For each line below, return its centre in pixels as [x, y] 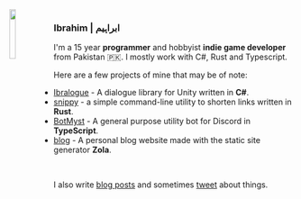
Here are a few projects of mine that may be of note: [150, 75]
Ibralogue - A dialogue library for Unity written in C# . [151, 93]
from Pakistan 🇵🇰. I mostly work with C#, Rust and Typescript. [171, 57]
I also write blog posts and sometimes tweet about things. [161, 185]
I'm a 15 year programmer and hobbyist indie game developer [170, 48]
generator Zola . [82, 150]
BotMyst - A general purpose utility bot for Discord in [152, 122]
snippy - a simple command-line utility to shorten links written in [173, 102]
